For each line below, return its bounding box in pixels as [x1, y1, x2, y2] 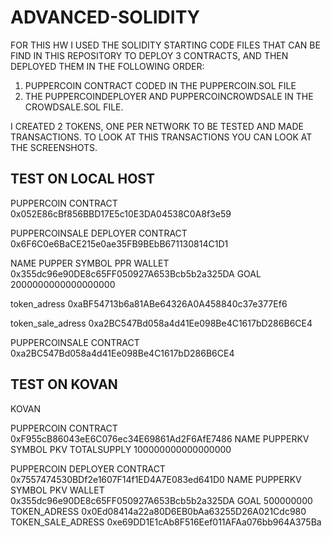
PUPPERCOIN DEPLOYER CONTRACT [10, 462, 166, 475]
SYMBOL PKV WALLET [10, 484, 105, 496]
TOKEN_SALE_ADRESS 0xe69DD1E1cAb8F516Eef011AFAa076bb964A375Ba [10, 516, 322, 528]
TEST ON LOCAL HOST [10, 171, 155, 188]
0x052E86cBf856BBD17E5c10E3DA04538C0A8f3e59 [10, 207, 232, 220]
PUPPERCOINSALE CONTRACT [10, 336, 140, 348]
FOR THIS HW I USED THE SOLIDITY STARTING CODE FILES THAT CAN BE [10, 39, 321, 51]
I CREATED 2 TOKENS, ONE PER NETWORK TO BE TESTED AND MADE [10, 120, 304, 132]
